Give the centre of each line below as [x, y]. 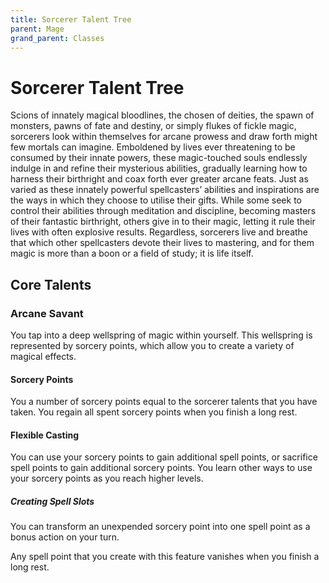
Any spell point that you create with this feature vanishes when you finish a [165, 557]
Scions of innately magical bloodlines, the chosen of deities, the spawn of [162, 115]
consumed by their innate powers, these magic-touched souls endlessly [159, 158]
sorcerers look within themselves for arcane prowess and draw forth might [164, 137]
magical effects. [43, 356]
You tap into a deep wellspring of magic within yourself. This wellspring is [161, 335]
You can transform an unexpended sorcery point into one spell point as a [160, 527]
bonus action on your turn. [65, 537]
